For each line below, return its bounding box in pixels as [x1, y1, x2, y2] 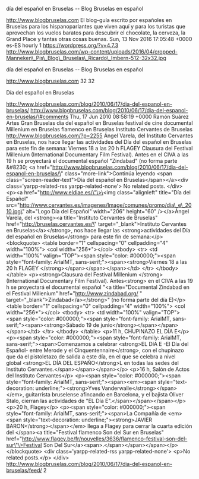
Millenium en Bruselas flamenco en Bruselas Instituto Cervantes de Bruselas [6, 126, 193, 133]
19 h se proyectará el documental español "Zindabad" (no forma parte [6, 157, 178, 164]
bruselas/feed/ [6, 467, 43, 474]
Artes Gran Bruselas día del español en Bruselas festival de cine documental [6, 119, 193, 127]
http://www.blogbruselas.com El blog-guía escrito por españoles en [6, 17, 172, 23]
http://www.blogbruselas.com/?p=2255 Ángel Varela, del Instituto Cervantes [6, 132, 194, 139]
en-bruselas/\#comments [6, 113, 69, 120]
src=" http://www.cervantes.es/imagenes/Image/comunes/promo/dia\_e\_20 [6, 201, 192, 209]
